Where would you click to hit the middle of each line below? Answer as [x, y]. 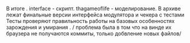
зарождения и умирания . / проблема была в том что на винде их [89, 27]
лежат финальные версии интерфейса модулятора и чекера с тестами [95, 15]
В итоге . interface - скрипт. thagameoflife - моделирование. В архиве [94, 9]
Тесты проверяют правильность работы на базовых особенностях [91, 21]
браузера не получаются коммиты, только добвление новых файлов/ [94, 34]
